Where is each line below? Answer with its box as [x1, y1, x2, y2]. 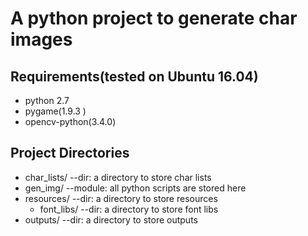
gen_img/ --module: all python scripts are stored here [24, 182, 247, 194]
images [10, 28, 73, 51]
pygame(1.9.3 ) [24, 105, 87, 117]
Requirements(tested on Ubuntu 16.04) [10, 68, 259, 85]
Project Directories [10, 145, 130, 162]
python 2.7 [24, 95, 70, 106]
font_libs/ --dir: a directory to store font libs [39, 203, 219, 215]
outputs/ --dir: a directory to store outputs [24, 213, 198, 226]
